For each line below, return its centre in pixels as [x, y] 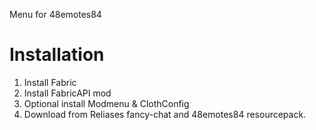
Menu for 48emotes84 [55, 14]
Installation [57, 55]
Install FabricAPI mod [67, 93]
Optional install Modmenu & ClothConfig [106, 103]
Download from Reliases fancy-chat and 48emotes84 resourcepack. [165, 114]
